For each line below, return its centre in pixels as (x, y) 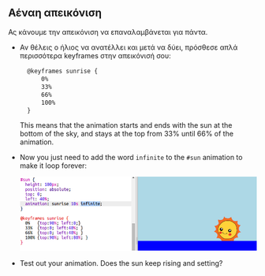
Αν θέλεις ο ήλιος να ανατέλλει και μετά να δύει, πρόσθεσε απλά (129, 47)
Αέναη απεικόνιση (55, 13)
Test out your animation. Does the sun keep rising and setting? (121, 263)
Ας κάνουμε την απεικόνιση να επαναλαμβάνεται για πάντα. (108, 32)
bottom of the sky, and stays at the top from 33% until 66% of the (127, 133)
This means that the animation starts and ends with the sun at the (126, 125)
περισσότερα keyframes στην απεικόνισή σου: (95, 55)
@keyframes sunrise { (63, 71)
